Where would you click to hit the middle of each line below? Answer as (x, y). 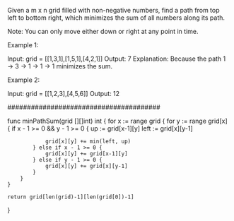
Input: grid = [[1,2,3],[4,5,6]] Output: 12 (64, 94)
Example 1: (23, 45)
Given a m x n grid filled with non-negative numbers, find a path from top (113, 10)
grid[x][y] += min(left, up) (88, 141)
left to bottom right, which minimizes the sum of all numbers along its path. (116, 18)
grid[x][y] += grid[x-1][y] (87, 154)
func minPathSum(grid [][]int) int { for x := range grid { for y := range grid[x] (117, 121)
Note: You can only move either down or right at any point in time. (103, 31)
